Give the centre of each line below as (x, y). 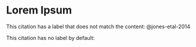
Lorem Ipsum (39, 10)
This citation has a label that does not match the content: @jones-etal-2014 (98, 26)
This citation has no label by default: (50, 38)
